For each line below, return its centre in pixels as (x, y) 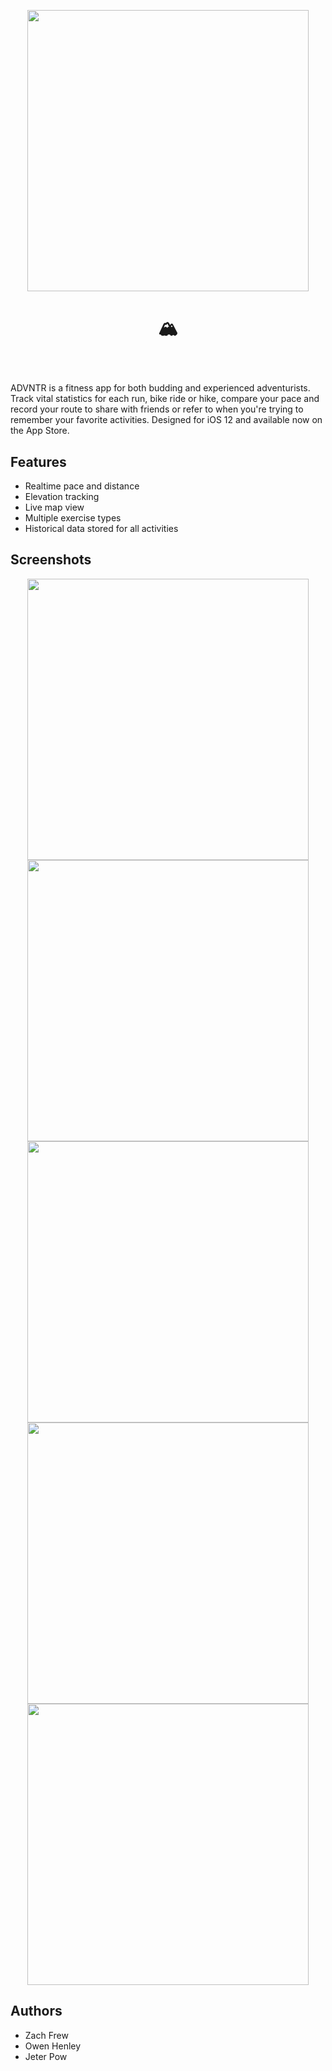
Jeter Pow (46, 2056)
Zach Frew (46, 2035)
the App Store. (40, 431)
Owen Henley (53, 2046)
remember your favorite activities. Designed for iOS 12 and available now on (166, 420)
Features (38, 461)
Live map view (54, 507)
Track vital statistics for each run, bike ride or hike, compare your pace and (165, 399)
